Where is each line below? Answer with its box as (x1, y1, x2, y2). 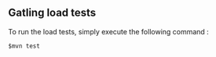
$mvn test (8, 42, 41, 50)
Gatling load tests (8, 6, 97, 20)
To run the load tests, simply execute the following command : (8, 27, 210, 36)
